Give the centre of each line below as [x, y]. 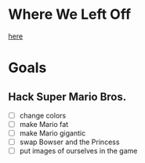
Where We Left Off [70, 14]
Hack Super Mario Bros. [67, 97]
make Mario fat [44, 124]
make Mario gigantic [53, 133]
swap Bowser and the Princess [69, 142]
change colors [43, 115]
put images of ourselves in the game [78, 151]
